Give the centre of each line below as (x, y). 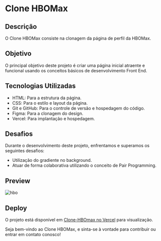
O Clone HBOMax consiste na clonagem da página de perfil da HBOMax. (78, 38)
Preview (18, 181)
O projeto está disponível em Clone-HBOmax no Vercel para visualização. (79, 220)
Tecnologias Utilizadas (40, 86)
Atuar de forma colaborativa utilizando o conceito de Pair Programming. (84, 165)
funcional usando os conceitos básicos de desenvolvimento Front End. (76, 70)
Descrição (21, 27)
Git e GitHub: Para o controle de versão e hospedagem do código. (79, 108)
